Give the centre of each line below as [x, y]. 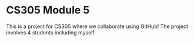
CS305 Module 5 [48, 10]
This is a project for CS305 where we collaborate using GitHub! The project [97, 26]
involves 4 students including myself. [51, 32]
